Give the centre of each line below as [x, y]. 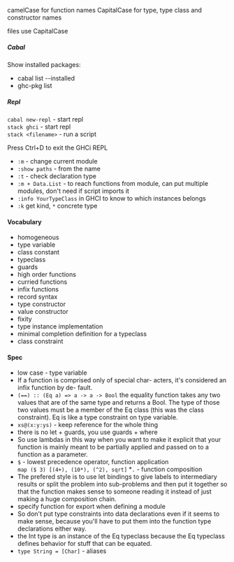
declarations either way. [52, 529]
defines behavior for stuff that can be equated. [85, 544]
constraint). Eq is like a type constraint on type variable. [97, 417]
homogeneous [38, 238]
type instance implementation [60, 326]
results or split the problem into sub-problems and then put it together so [122, 484]
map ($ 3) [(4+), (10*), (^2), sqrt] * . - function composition [110, 469]
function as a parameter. [53, 454]
